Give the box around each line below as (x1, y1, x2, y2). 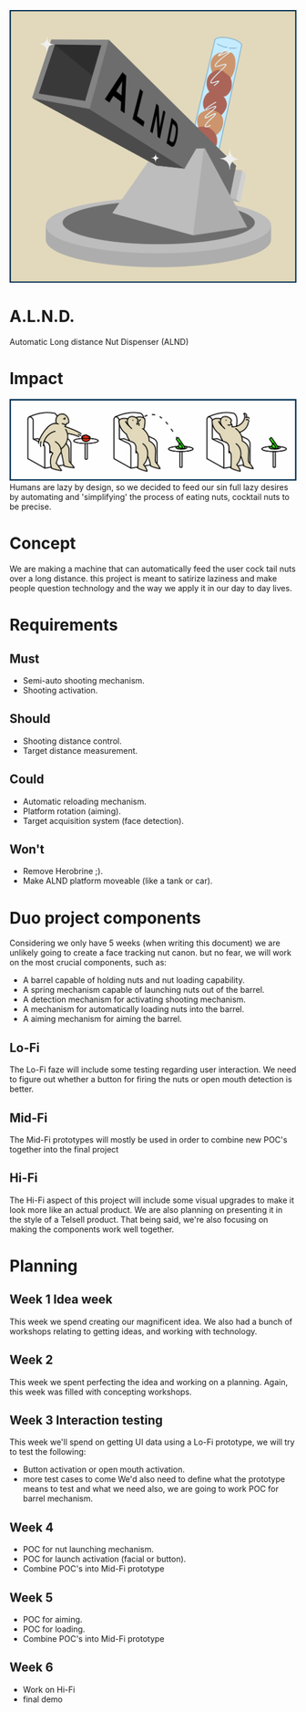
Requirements (9, 615, 118, 635)
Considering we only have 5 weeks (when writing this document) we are (9, 937, 280, 949)
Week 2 (9, 1352, 54, 1368)
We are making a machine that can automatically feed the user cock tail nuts (9, 563, 296, 574)
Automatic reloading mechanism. (22, 796, 148, 807)
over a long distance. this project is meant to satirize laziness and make (9, 572, 278, 584)
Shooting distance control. (22, 736, 122, 746)
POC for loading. (22, 1623, 86, 1634)
